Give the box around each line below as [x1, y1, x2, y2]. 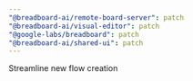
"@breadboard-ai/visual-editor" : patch [8, 22, 160, 31]
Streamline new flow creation [8, 63, 118, 74]
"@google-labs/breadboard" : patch [8, 30, 140, 39]
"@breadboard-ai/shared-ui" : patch [8, 38, 144, 48]
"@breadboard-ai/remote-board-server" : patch [8, 13, 184, 22]
